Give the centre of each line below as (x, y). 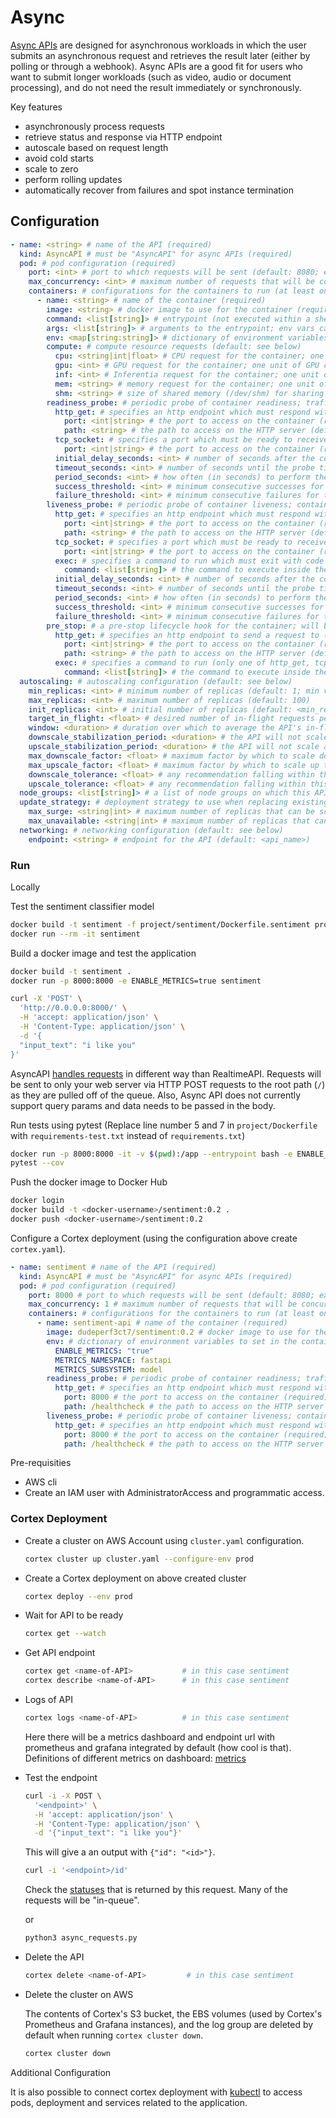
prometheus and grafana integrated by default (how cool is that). (158, 1747)
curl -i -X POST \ (63, 1796)
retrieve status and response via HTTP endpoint (123, 137)
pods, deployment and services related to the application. (129, 2102)
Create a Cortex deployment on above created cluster (135, 1578)
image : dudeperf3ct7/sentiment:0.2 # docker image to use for (178, 1332)
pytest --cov (37, 1163)
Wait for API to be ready (74, 1615)
